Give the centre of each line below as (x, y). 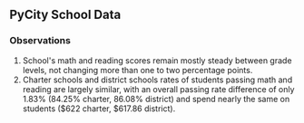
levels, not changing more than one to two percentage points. (137, 70)
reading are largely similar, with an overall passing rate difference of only (158, 89)
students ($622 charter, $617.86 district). (99, 109)
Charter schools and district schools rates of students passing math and (157, 80)
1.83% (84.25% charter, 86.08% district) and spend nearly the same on (156, 99)
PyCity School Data (65, 15)
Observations (40, 41)
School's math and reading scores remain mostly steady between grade (157, 60)
